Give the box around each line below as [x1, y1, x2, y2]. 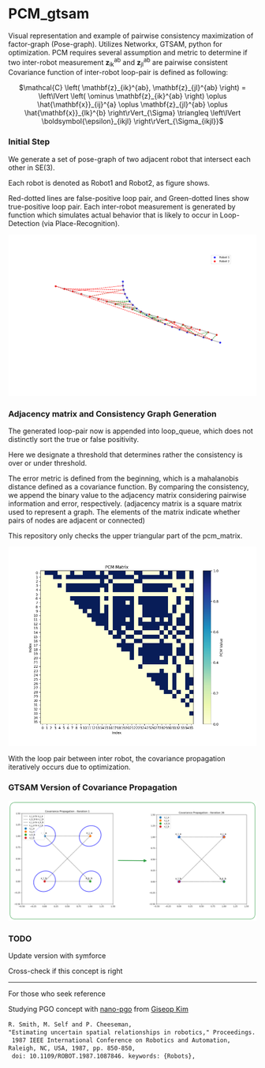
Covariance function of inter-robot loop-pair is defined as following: [8, 68, 229, 77]
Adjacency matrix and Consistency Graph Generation [8, 408, 217, 419]
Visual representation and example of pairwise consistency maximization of [8, 31, 254, 40]
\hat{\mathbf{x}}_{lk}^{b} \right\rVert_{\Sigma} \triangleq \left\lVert [24, 108, 241, 118]
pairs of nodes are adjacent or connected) [8, 515, 146, 526]
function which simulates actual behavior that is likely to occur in [8, 210, 218, 220]
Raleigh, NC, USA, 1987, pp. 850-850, [8, 1044, 136, 1052]
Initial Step [8, 136, 50, 147]
